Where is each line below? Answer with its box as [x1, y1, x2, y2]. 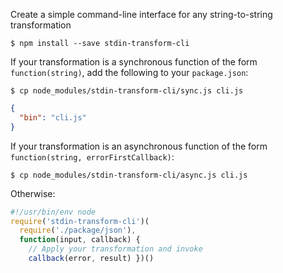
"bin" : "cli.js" [19, 112, 87, 123]
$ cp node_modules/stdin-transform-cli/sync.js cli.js [10, 86, 244, 96]
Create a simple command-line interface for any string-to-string [10, 9, 273, 20]
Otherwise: [10, 187, 56, 199]
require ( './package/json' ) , [19, 225, 137, 236]
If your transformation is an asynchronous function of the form [10, 140, 268, 152]
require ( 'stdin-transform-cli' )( [10, 216, 150, 226]
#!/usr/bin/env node [10, 207, 97, 217]
